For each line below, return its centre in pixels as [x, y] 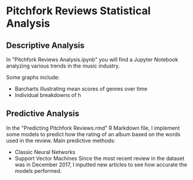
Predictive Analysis [43, 114]
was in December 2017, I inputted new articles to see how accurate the [101, 165]
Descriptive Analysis [45, 45]
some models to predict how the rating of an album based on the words [93, 134]
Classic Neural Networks [45, 152]
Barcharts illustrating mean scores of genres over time [81, 89]
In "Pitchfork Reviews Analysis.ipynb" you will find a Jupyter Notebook [92, 60]
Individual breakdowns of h [48, 95]
